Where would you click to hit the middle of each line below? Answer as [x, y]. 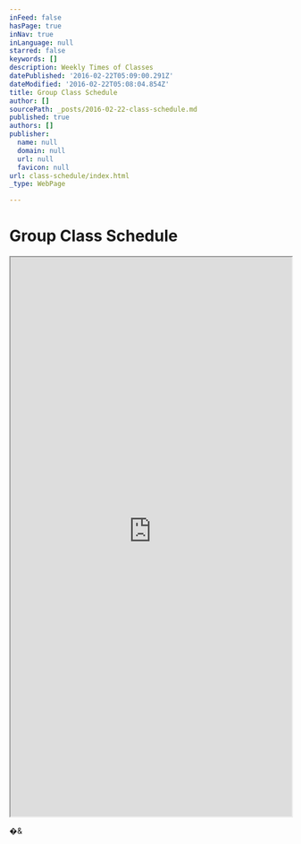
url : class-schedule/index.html [69, 175]
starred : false [38, 51]
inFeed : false [36, 17]
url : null [35, 159]
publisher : [29, 134]
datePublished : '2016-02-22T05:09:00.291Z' [92, 76]
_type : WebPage [38, 184]
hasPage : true [36, 26]
